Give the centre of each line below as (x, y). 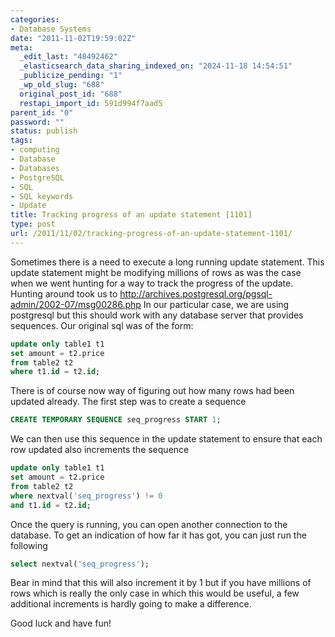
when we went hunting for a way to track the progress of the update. (152, 283)
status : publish (44, 131)
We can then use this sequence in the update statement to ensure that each (166, 439)
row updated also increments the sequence (100, 450)
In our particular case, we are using (216, 304)
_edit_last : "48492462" (68, 57)
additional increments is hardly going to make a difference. (131, 604)
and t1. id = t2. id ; (51, 505)
